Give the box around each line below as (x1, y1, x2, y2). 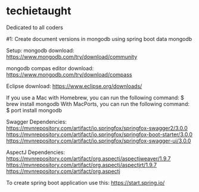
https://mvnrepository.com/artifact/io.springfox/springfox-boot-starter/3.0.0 (6, 131, 192, 138)
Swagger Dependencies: (6, 118, 67, 125)
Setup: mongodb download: (6, 46, 74, 54)
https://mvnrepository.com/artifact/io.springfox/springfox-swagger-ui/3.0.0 (6, 137, 191, 144)
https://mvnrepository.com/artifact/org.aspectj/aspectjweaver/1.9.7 (6, 155, 171, 162)
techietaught (6, 4, 71, 18)
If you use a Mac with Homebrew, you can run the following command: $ (6, 94, 185, 101)
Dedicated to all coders (6, 24, 64, 31)
